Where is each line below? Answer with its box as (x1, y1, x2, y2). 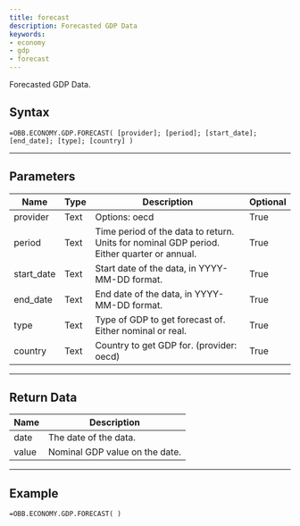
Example (9, 486, 59, 501)
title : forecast (9, 13, 70, 22)
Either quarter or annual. (95, 247, 197, 260)
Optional (248, 196, 287, 208)
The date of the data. (47, 431, 137, 444)
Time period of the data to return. (95, 225, 235, 238)
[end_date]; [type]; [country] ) (9, 136, 134, 146)
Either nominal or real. (95, 324, 187, 337)
